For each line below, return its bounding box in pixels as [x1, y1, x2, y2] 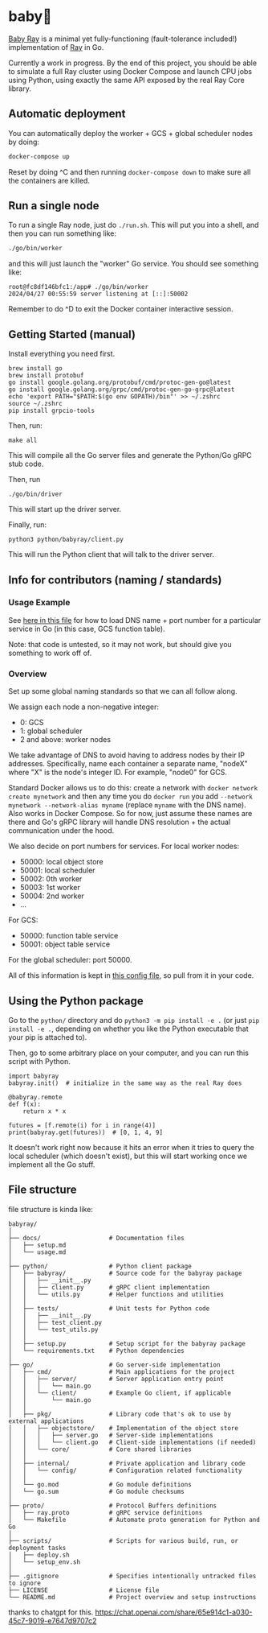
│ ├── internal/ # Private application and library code [8, 1459, 246, 1467]
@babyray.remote [8, 1093, 63, 1101]
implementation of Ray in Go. [8, 42, 104, 52]
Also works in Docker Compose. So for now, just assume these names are [8, 809, 253, 819]
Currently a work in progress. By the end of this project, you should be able [8, 58, 258, 68]
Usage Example [8, 597, 71, 608]
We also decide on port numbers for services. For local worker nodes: [8, 841, 239, 852]
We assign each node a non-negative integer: [8, 702, 159, 711]
